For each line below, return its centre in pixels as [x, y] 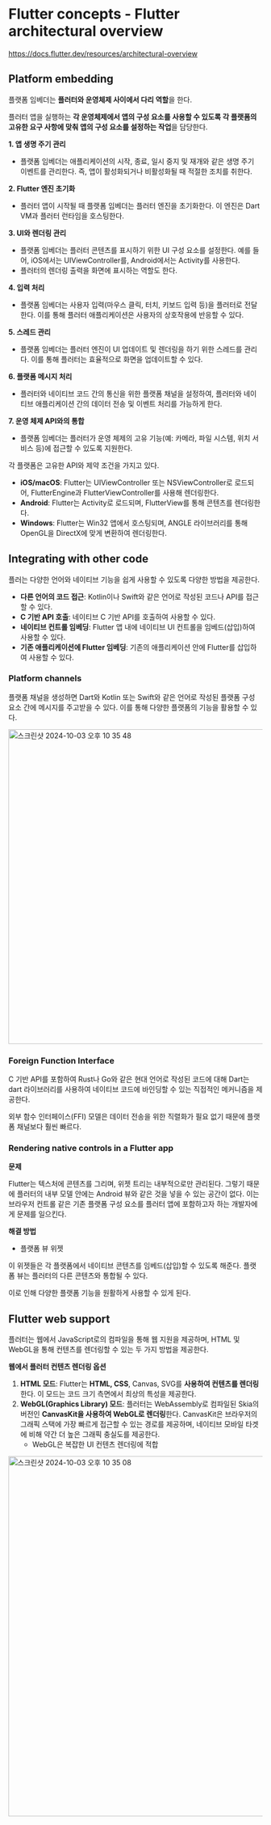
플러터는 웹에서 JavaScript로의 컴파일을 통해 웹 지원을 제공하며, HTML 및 [124, 1339]
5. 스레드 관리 [29, 331]
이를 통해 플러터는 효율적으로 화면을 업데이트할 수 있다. [117, 359]
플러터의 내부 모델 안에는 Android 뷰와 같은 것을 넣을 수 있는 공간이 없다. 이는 [138, 1194]
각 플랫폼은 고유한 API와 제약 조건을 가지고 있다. [84, 465]
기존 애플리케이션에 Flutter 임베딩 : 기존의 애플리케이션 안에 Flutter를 [127, 647]
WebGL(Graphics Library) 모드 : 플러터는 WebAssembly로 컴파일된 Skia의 [140, 1404]
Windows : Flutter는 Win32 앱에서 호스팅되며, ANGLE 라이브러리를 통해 [134, 523]
